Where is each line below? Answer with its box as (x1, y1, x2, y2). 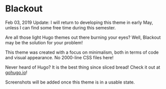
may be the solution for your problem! (5, 39, 83, 45)
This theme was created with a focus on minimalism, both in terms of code (5, 49, 159, 55)
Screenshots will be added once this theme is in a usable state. (5, 79, 135, 85)
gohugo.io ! (5, 69, 27, 75)
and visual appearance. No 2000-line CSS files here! (5, 54, 114, 60)
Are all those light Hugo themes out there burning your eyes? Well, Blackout (5, 34, 161, 40)
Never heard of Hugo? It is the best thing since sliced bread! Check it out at (5, 64, 160, 70)
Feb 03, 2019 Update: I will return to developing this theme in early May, (5, 19, 153, 25)
